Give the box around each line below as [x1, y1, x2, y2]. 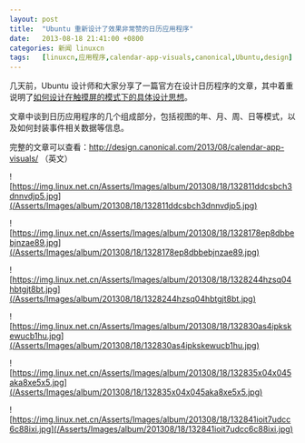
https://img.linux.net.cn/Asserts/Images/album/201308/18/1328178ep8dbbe [12, 227, 295, 238]
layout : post [9, 15, 59, 24]
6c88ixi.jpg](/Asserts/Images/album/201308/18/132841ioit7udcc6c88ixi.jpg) [9, 424, 293, 435]
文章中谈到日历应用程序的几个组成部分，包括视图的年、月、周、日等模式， [9, 111, 288, 122]
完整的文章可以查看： [9, 142, 89, 153]
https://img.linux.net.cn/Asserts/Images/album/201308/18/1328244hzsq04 [12, 274, 292, 286]
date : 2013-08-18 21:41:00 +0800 [9, 34, 144, 43]
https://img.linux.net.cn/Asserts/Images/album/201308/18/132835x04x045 [12, 367, 292, 378]
